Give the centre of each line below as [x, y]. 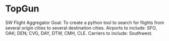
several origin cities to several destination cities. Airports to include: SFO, [81, 27]
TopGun [22, 9]
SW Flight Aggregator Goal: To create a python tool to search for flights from [85, 22]
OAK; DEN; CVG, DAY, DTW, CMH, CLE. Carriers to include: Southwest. [79, 33]
